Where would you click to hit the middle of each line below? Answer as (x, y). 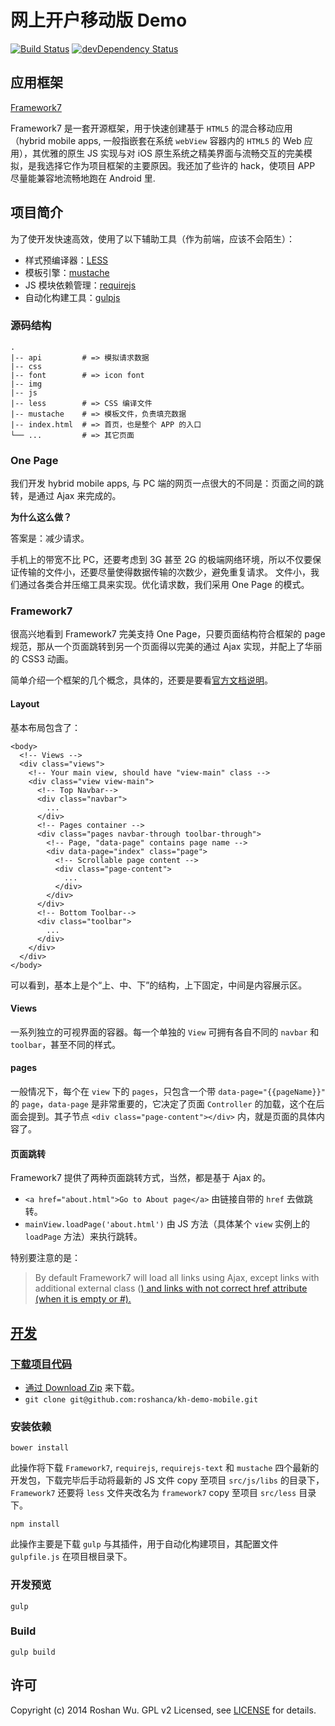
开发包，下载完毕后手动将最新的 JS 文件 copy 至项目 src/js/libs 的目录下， (167, 1480)
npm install (35, 1524)
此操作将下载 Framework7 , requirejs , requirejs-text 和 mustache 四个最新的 (165, 1468)
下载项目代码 (41, 1364)
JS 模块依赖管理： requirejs (80, 285)
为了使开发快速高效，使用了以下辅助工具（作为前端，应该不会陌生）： (152, 238)
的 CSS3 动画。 (42, 659)
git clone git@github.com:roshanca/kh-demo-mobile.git (141, 1399)
